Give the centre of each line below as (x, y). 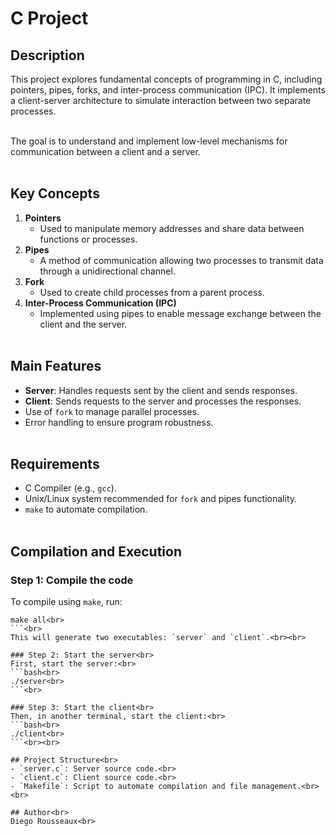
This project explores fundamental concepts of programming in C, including (166, 79)
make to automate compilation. (86, 509)
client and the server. (83, 324)
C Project (49, 18)
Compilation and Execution (96, 551)
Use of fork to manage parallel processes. (112, 411)
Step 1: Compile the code (72, 580)
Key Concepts (55, 193)
